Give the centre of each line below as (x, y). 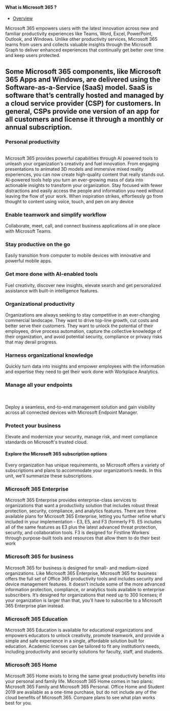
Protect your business (33, 426)
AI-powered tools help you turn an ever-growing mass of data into (74, 180)
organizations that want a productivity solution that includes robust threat (82, 506)
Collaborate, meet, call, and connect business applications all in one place (83, 226)
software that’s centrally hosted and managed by (84, 95)
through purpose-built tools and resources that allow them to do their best (83, 538)
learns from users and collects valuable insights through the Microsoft (78, 45)
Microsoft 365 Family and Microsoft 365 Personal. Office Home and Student (85, 687)
